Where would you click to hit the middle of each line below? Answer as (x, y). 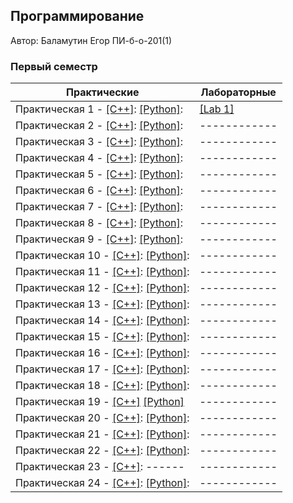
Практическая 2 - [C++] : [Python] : (99, 126)
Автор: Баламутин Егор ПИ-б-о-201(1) (91, 40)
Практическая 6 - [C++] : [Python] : (99, 191)
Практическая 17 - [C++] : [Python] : (102, 369)
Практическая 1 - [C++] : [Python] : (99, 109)
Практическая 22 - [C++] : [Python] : (102, 451)
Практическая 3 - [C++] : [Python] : (99, 142)
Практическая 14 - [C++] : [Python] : (102, 321)
